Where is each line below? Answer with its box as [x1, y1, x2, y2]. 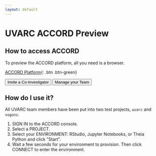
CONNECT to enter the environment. [12, 147, 85, 153]
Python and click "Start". [12, 136, 61, 142]
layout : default [5, 7, 38, 12]
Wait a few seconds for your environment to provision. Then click [12, 142, 142, 147]
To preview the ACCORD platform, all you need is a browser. [5, 60, 125, 66]
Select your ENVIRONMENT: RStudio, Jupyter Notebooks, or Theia [12, 131, 145, 137]
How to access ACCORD [5, 47, 80, 56]
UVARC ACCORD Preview [5, 28, 109, 39]
